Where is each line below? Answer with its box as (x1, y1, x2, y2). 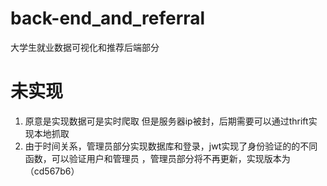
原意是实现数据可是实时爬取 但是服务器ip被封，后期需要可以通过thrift (24, 115, 309, 127)
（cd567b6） (24, 165, 80, 177)
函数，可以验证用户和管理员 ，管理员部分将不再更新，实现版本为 (24, 152, 291, 164)
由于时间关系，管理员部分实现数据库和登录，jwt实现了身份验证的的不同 (24, 140, 318, 152)
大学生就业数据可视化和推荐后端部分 (10, 41, 160, 53)
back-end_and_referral (10, 7, 206, 30)
